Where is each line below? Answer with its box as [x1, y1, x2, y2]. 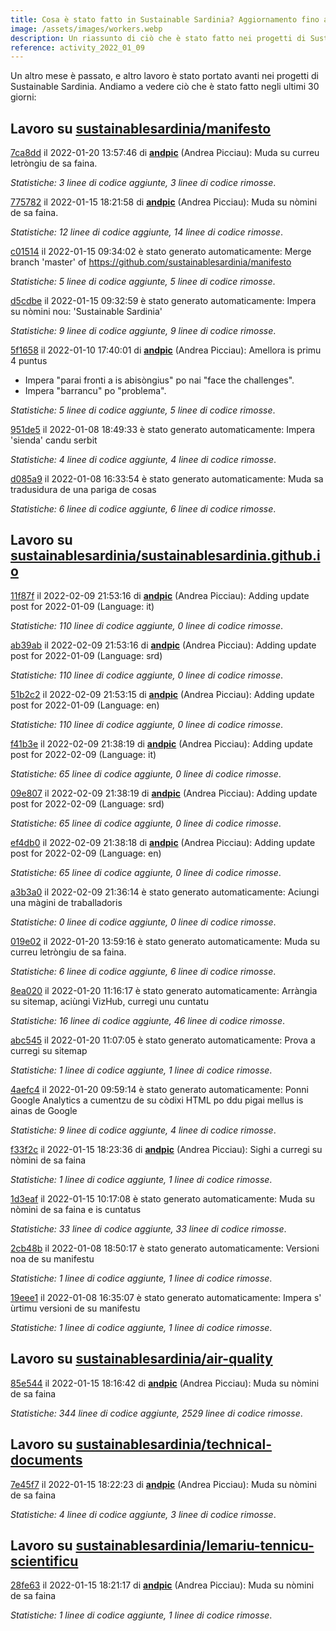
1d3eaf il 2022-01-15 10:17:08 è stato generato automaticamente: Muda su [10, 1192, 316, 1205]
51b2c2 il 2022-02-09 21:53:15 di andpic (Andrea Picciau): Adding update [10, 688, 315, 700]
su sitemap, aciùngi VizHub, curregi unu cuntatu [10, 995, 209, 1007]
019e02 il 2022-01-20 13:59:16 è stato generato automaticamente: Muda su [10, 935, 320, 947]
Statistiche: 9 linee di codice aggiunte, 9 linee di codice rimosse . [10, 325, 277, 337]
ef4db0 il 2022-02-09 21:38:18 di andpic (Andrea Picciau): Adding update [10, 836, 316, 848]
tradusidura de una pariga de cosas [10, 484, 157, 496]
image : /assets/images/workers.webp [10, 24, 163, 34]
